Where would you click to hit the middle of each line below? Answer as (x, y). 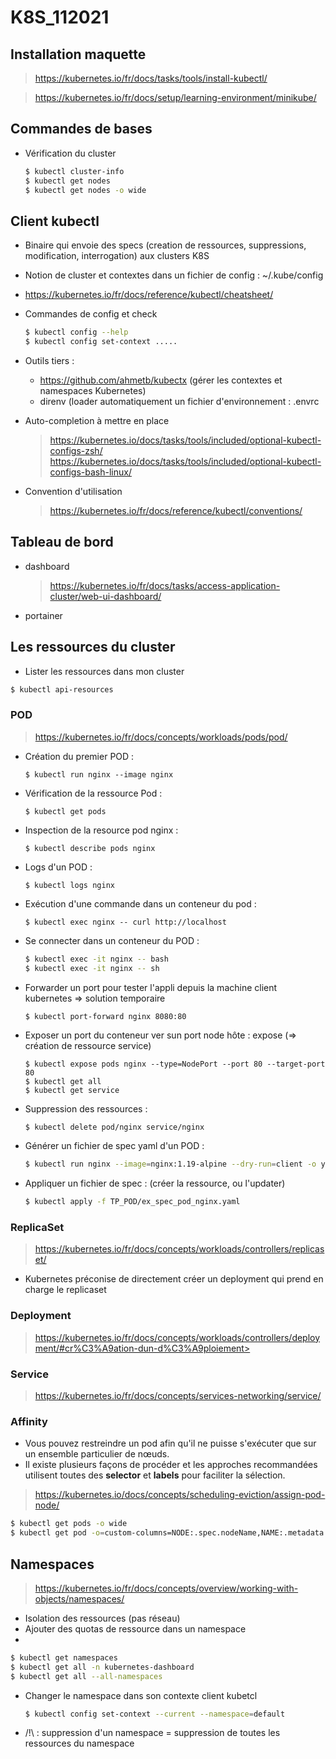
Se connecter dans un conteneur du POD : (112, 940)
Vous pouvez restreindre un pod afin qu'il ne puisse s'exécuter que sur (170, 1443)
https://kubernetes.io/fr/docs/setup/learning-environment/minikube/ (175, 97)
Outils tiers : (49, 360)
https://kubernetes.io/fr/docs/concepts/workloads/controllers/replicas (179, 1249)
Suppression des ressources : (86, 1108)
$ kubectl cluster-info (74, 171)
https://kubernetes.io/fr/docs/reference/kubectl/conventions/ (176, 510)
